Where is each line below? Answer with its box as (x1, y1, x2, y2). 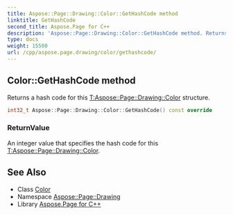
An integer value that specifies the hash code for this (7, 138, 159, 147)
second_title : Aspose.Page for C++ (7, 23, 110, 30)
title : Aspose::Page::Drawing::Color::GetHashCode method (7, 10, 178, 17)
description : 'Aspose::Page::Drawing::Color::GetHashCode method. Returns (7, 29, 228, 37)
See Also (7, 166, 46, 178)
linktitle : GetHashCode (7, 17, 76, 24)
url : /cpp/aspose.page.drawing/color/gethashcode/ (7, 49, 157, 56)
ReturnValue (7, 123, 50, 133)
